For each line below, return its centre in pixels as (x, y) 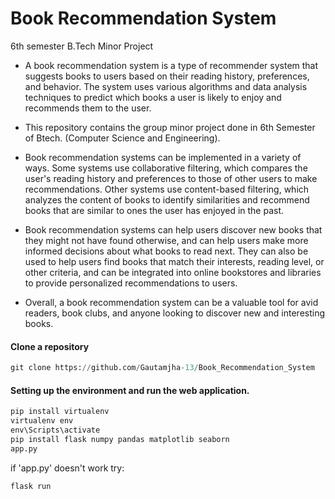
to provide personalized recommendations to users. (131, 283)
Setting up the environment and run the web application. (130, 390)
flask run (31, 486)
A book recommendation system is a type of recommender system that (171, 65)
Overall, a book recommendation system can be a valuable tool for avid (171, 302)
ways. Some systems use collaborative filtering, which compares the (166, 168)
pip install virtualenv (60, 412)
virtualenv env (42, 421)
